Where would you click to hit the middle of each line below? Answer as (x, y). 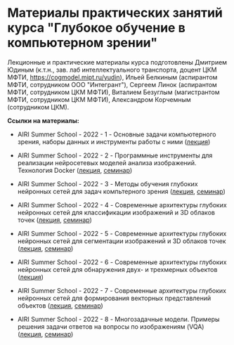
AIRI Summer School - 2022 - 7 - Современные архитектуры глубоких (122, 290)
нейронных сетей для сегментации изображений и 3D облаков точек (122, 241)
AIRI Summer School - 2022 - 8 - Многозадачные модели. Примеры (118, 319)
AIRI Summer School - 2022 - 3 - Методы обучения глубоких (108, 183)
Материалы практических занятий (115, 13)
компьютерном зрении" (83, 43)
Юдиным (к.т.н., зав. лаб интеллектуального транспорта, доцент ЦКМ (112, 70)
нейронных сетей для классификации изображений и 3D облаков (116, 212)
